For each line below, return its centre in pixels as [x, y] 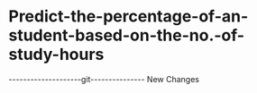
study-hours [56, 55]
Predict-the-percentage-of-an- [128, 17]
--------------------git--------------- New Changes [104, 79]
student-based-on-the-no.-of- [127, 35]
